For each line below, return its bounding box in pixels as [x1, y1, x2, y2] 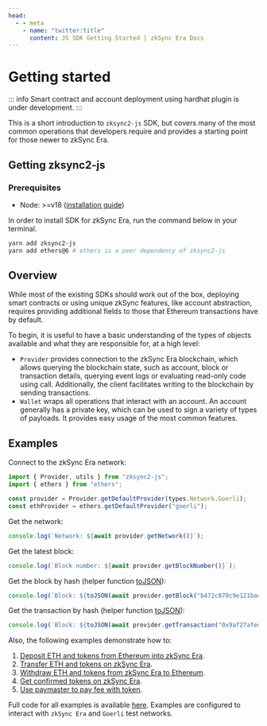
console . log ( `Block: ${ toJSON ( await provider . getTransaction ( [8, 621, 219, 629]
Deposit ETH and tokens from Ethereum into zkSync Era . [19, 651, 205, 661]
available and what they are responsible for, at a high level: [8, 339, 200, 348]
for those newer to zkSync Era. [8, 135, 110, 145]
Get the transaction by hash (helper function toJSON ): [8, 606, 185, 615]
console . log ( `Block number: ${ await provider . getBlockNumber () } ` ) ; [8, 561, 237, 569]
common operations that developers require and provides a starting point [8, 126, 248, 136]
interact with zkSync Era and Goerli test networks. [8, 709, 173, 718]
